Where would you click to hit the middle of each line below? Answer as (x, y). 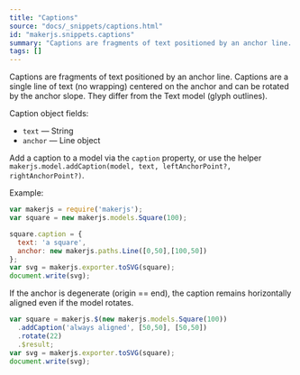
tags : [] (26, 51)
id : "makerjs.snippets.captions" (72, 34)
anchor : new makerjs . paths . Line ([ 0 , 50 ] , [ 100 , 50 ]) (112, 251)
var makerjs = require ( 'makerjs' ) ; (76, 210)
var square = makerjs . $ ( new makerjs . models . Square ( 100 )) (118, 320)
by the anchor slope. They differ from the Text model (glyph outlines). (139, 96)
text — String (48, 131)
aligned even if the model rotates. (72, 303)
